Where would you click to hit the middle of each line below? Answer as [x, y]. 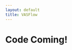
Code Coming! [37, 40]
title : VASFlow [21, 15]
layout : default [22, 10]
